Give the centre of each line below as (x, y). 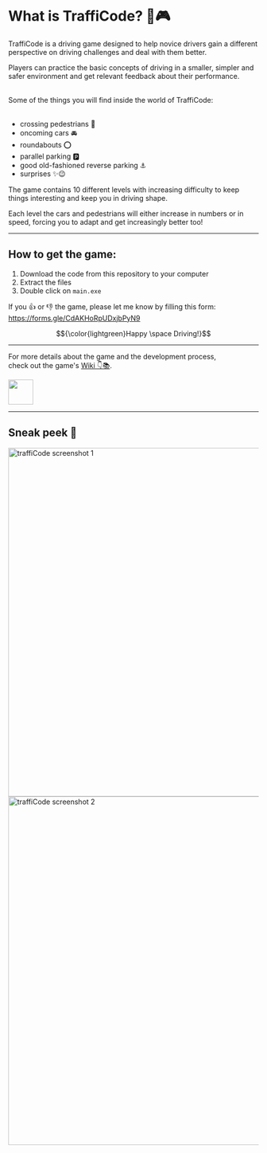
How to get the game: (62, 255)
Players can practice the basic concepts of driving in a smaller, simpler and (131, 67)
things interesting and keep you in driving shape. (88, 198)
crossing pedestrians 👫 (58, 124)
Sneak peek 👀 (43, 433)
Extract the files (45, 282)
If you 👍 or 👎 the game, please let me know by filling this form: (112, 306)
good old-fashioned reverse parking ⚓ (83, 165)
